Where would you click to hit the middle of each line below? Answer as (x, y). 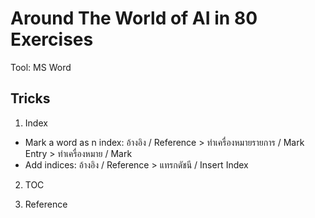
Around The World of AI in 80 (134, 18)
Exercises (52, 39)
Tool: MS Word (41, 67)
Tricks (30, 98)
